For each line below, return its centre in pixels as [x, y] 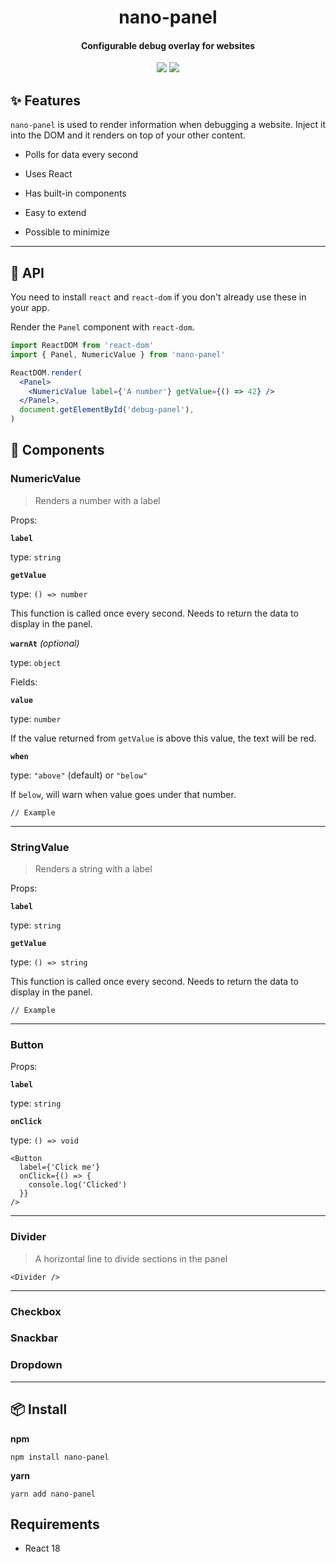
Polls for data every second [81, 155]
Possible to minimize [67, 232]
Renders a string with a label [93, 869]
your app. [30, 308]
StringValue [40, 847]
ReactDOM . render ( [46, 372]
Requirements [55, 1524]
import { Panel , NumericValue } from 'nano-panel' [118, 354]
